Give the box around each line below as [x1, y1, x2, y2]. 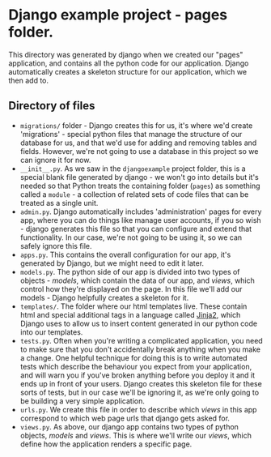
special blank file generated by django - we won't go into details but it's [19, 172, 259, 182]
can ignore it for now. [19, 155, 91, 164]
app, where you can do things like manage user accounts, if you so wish [19, 215, 261, 224]
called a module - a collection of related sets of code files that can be [19, 189, 249, 199]
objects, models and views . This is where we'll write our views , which [19, 430, 252, 440]
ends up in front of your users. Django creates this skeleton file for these [19, 378, 263, 388]
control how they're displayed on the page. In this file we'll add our [19, 284, 243, 293]
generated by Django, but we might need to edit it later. [19, 258, 205, 268]
